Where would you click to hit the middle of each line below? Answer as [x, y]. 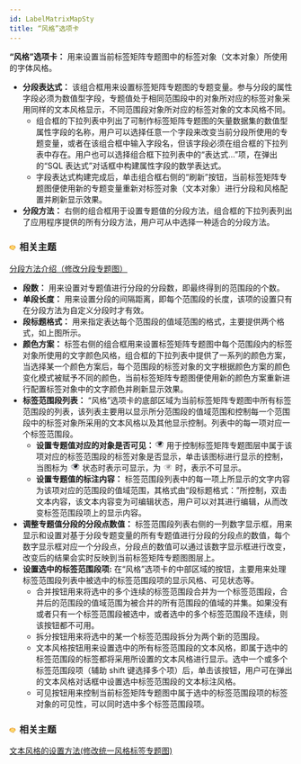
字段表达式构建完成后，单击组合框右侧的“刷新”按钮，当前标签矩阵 [157, 176]
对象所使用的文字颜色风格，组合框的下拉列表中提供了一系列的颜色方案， [156, 355]
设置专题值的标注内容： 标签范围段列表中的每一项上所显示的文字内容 [163, 479]
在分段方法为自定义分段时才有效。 [85, 310]
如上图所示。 [62, 332]
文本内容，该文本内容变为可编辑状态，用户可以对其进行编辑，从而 [158, 501]
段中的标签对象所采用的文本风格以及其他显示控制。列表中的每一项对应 [152, 422]
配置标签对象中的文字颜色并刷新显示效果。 [109, 389]
